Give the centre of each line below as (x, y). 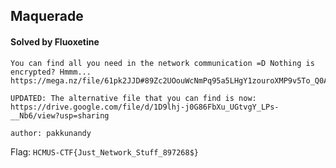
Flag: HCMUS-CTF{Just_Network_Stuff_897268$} (104, 151)
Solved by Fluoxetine (55, 41)
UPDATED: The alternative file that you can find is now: (133, 98)
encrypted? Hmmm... (51, 72)
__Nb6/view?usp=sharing (60, 115)
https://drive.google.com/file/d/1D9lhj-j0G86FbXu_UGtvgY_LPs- (145, 107)
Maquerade (47, 16)
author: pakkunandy (51, 133)
